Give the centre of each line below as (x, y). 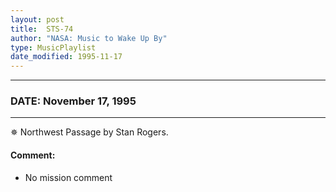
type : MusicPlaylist (53, 47)
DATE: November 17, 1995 (73, 101)
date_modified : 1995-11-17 (66, 57)
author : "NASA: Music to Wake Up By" (89, 38)
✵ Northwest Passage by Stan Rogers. (89, 132)
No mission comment (68, 177)
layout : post (37, 19)
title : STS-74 (42, 29)
